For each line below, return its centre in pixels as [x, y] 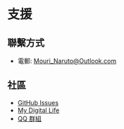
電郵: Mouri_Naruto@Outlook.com [67, 61]
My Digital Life [38, 110]
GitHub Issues [38, 102]
